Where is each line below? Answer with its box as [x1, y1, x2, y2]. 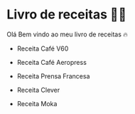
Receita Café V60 [16, 44, 69, 53]
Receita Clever [16, 85, 60, 94]
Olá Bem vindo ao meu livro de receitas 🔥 [6, 30, 129, 38]
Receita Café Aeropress [16, 58, 87, 66]
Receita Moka [16, 99, 58, 108]
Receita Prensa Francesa [16, 71, 90, 81]
